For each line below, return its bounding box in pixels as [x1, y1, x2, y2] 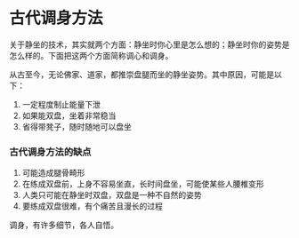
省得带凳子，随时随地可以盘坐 [21, 121, 132, 131]
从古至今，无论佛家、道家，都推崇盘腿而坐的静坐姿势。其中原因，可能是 [9, 68, 274, 80]
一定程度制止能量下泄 [21, 99, 101, 109]
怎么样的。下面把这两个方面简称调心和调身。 [9, 50, 174, 60]
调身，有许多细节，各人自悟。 [9, 219, 118, 231]
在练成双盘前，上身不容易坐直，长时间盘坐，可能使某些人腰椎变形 [21, 178, 264, 189]
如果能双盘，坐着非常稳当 [21, 110, 117, 121]
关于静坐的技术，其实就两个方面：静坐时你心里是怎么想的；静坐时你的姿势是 [9, 39, 290, 50]
